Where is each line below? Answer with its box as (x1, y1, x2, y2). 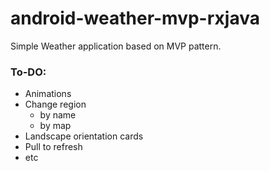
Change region (24, 98, 87, 111)
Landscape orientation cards (24, 130, 144, 142)
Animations (24, 88, 72, 100)
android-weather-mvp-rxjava (10, 7, 260, 30)
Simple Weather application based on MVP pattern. (10, 40, 222, 52)
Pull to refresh (24, 141, 83, 153)
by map (39, 120, 72, 132)
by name (39, 109, 77, 121)
